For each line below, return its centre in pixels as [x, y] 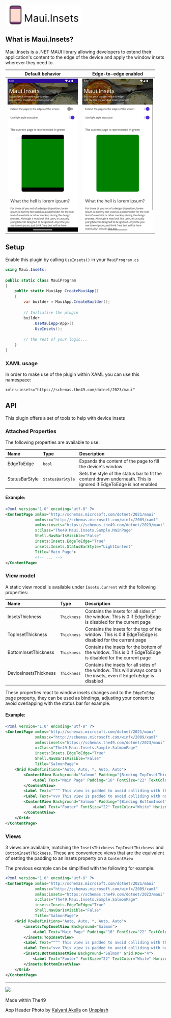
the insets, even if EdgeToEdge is [119, 676]
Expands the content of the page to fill [119, 461]
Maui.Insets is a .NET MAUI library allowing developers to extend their [78, 52]
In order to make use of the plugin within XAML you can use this [73, 374]
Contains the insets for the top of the [123, 629]
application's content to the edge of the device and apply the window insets [85, 57]
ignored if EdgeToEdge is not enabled [118, 485]
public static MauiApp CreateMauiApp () [57, 291]
